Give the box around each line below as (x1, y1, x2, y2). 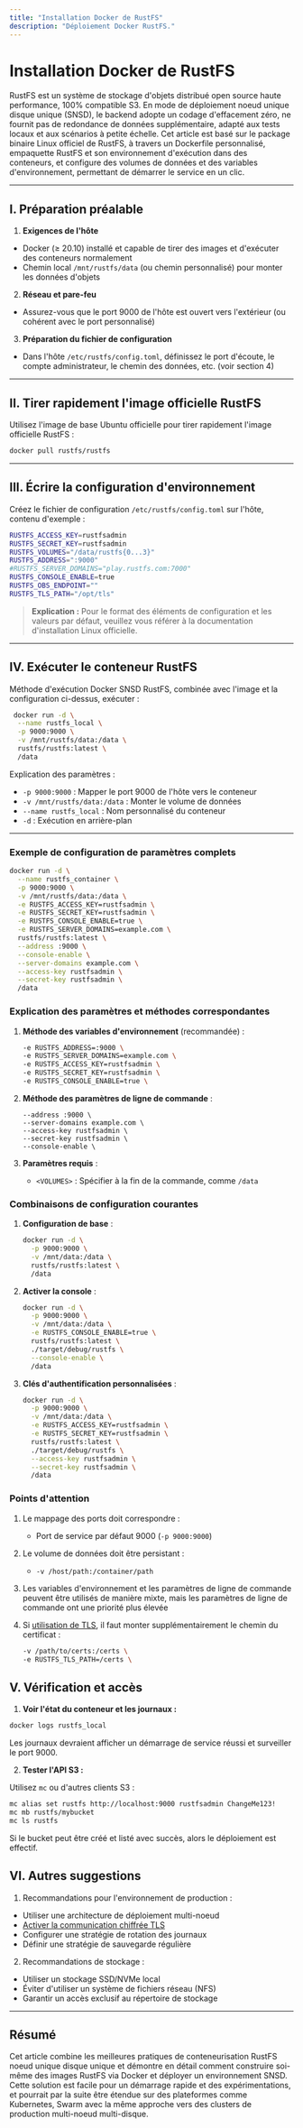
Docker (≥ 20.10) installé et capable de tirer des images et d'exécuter (22, 243, 280, 253)
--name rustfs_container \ (17, 874, 119, 884)
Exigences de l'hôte (22, 226, 99, 236)
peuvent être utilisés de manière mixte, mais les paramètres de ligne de (22, 1592, 289, 1603)
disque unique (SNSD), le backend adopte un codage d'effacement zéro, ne (9, 109, 291, 120)
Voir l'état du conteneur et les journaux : (22, 1704, 178, 1715)
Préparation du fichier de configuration (22, 334, 173, 345)
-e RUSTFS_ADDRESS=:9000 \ (22, 1043, 124, 1052)
